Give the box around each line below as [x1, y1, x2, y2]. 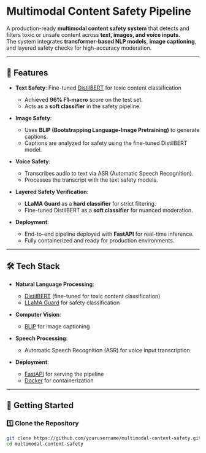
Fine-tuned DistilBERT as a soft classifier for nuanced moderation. [24, 206, 193, 214]
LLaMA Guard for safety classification [24, 299, 120, 306]
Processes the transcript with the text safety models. [24, 176, 158, 184]
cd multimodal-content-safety [6, 441, 84, 447]
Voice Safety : [15, 158, 51, 165]
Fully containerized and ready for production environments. [24, 236, 175, 244]
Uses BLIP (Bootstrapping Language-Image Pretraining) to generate [24, 126, 200, 133]
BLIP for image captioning [24, 322, 90, 330]
